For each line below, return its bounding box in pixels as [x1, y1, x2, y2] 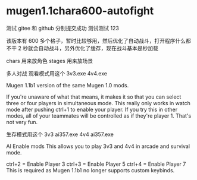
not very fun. [6, 118, 37, 125]
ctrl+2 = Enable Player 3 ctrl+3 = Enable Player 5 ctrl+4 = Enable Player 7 [6, 160, 186, 168]
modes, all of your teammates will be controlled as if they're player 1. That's [6, 112, 192, 119]
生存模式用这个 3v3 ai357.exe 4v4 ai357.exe [6, 131, 114, 138]
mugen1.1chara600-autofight [6, 4, 154, 18]
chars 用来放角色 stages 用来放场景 [6, 57, 93, 64]
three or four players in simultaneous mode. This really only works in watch [6, 99, 190, 106]
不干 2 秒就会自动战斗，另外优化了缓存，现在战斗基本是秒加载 [6, 45, 159, 52]
